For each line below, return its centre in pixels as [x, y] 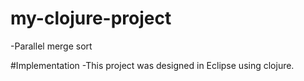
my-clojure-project [91, 18]
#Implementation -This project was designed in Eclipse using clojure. [152, 65]
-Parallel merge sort [51, 46]
